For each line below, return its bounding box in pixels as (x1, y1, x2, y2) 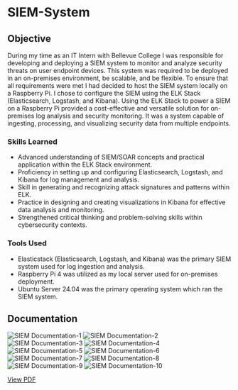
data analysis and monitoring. (17, 206, 104, 214)
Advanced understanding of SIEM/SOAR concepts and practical (17, 153, 205, 162)
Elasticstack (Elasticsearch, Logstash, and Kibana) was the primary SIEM (17, 255, 232, 263)
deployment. (17, 277, 55, 286)
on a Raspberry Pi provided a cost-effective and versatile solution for (7, 104, 210, 112)
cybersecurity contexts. (17, 221, 87, 229)
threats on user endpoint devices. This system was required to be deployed (7, 67, 229, 74)
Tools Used (7, 238, 48, 248)
